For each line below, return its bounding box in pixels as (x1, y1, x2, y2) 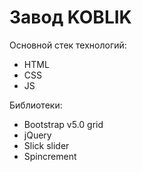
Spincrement (23, 150, 77, 162)
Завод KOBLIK (9, 6, 132, 29)
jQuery (23, 129, 52, 141)
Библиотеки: (9, 99, 63, 111)
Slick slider (23, 139, 70, 151)
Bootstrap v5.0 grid (23, 118, 104, 130)
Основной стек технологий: (9, 39, 127, 51)
